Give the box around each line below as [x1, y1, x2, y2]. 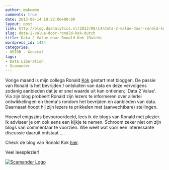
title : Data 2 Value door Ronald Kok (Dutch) [5, 36, 102, 41]
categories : [5, 45, 30, 50]
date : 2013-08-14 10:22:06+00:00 [5, 17, 75, 22]
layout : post [5, 21, 33, 27]
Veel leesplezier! [5, 149, 40, 155]
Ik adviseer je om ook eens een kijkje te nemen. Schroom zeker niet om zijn [5, 119, 161, 125]
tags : [5, 54, 17, 59]
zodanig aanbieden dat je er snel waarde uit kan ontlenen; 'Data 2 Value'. [5, 88, 156, 94]
